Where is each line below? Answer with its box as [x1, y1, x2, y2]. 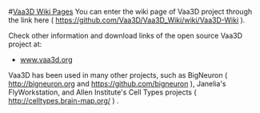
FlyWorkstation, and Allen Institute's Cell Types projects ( [8, 87, 198, 97]
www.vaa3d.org [19, 55, 73, 64]
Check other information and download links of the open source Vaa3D [8, 31, 242, 40]
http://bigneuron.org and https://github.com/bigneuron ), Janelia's [8, 79, 226, 88]
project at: [8, 39, 42, 49]
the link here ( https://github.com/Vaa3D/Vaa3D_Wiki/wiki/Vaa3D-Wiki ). [8, 15, 246, 25]
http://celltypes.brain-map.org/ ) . [8, 96, 119, 105]
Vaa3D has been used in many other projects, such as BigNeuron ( [8, 71, 228, 79]
